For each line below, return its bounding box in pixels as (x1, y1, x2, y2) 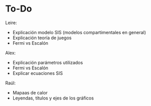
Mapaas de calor (12, 89, 48, 95)
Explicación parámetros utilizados (12, 59, 83, 65)
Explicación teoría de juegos (12, 35, 72, 41)
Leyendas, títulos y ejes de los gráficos (12, 95, 94, 101)
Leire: (5, 20, 17, 26)
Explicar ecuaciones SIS (12, 70, 63, 76)
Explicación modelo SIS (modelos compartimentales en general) (12, 29, 146, 35)
